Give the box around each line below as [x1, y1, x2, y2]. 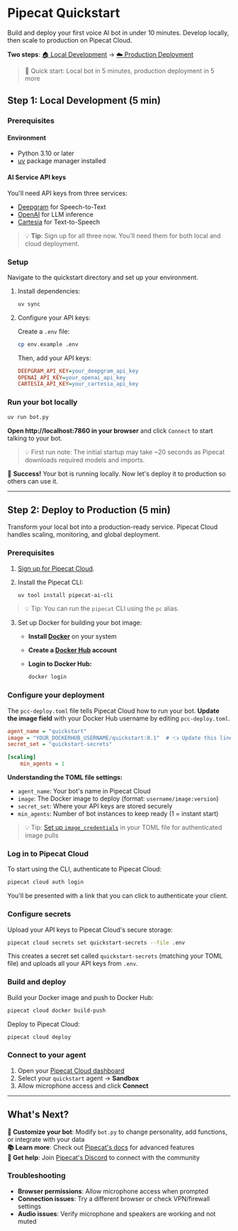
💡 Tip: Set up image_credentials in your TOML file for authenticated [24, 823, 222, 832]
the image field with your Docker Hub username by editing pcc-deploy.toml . [7, 714, 230, 723]
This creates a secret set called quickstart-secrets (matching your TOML [7, 952, 223, 960]
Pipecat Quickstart [7, 5, 120, 21]
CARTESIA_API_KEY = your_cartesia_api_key [17, 381, 139, 388]
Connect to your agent [7, 1050, 86, 1060]
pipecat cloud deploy [7, 1033, 72, 1040]
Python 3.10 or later [17, 149, 74, 157]
